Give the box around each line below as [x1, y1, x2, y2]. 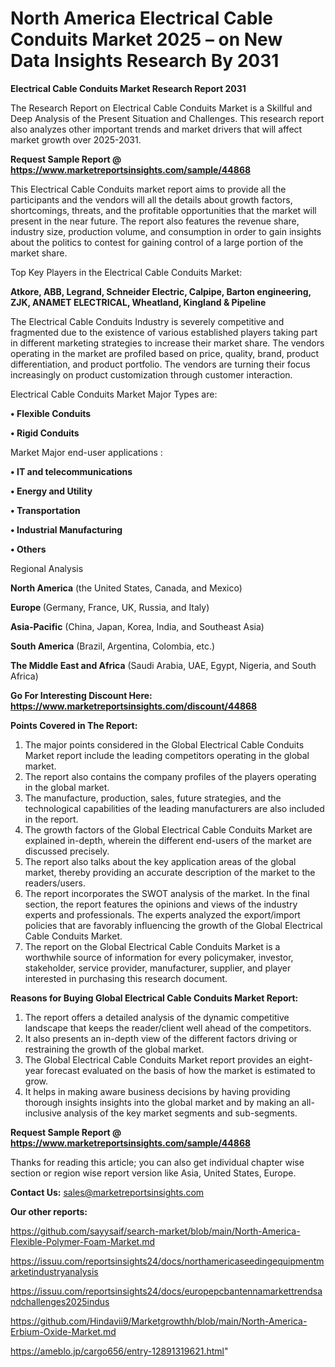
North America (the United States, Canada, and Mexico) [10, 582, 243, 594]
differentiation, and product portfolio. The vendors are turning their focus [10, 358, 311, 370]
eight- [288, 1053, 313, 1066]
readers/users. [24, 877, 86, 889]
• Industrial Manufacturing [10, 523, 123, 536]
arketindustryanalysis [10, 1265, 99, 1277]
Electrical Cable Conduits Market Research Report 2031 [10, 82, 247, 94]
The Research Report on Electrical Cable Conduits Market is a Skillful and [10, 102, 313, 114]
